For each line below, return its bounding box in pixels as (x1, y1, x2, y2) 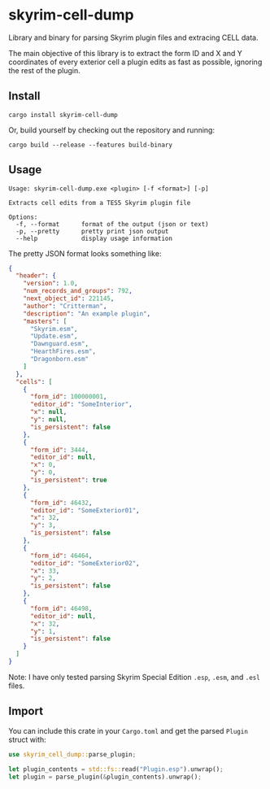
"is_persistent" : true (29, 476, 107, 485)
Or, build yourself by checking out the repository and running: (8, 124, 216, 135)
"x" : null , (29, 408, 67, 416)
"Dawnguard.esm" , (29, 340, 89, 348)
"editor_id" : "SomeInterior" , (29, 400, 133, 408)
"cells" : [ (15, 377, 53, 386)
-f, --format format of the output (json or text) (15, 220, 209, 229)
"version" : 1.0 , (23, 279, 79, 288)
